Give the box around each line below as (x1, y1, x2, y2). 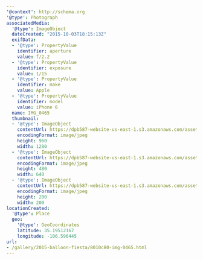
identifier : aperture (17, 48, 71, 54)
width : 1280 (17, 143, 47, 150)
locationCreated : (6, 205, 50, 211)
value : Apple (17, 87, 50, 94)
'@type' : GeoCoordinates (17, 222, 80, 228)
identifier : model (17, 98, 63, 104)
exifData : (11, 37, 36, 43)
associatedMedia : (6, 20, 50, 26)
